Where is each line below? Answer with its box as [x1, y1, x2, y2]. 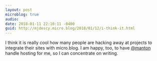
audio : [5, 16, 19, 21]
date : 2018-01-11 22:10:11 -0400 [5, 21, 75, 26]
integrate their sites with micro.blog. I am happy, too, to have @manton [5, 45, 151, 51]
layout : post [5, 7, 32, 12]
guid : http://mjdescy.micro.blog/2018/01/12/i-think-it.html [5, 26, 135, 31]
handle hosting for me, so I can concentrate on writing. [5, 50, 118, 56]
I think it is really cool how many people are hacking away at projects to [5, 39, 152, 45]
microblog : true [5, 12, 39, 17]
